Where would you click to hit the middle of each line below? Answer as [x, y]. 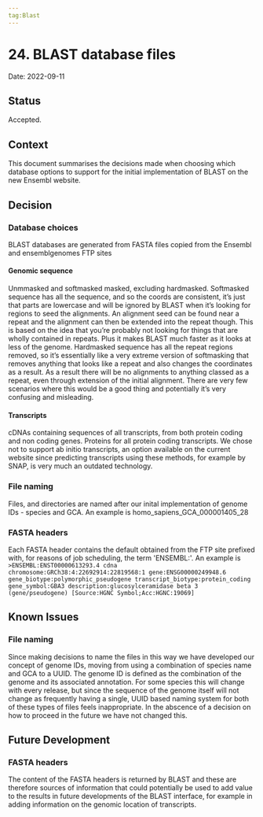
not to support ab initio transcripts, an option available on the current [119, 449]
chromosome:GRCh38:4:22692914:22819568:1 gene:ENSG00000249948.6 [117, 572]
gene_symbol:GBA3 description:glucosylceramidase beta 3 [103, 586]
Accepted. [25, 120]
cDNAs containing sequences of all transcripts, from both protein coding [126, 433]
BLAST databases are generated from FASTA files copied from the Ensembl [130, 244]
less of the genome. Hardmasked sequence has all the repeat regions [121, 347]
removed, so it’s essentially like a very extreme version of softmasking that [129, 356]
